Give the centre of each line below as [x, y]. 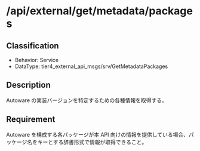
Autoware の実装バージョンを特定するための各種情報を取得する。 [87, 100]
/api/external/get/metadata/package [99, 11]
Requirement [31, 120]
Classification [33, 46]
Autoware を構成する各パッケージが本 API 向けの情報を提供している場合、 [98, 134]
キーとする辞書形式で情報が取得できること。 [92, 142]
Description [28, 85]
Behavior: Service [37, 60]
